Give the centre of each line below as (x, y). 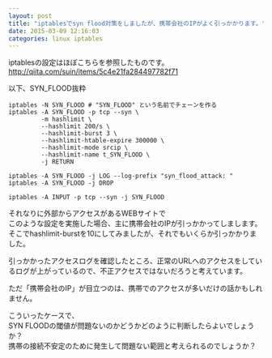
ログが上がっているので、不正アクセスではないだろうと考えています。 (131, 271)
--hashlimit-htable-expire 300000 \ (102, 141)
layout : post (30, 16)
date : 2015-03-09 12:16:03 (54, 31)
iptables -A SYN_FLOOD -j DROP (61, 183)
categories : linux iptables (56, 38)
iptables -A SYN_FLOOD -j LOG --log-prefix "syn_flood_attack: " (121, 176)
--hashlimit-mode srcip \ (85, 148)
